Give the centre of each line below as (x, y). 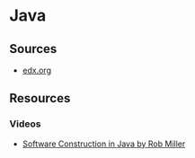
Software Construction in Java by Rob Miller (104, 144)
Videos (25, 124)
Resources (40, 98)
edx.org (37, 70)
